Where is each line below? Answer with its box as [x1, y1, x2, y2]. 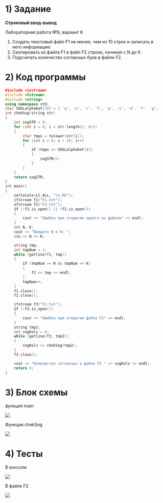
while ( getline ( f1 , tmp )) [14, 252, 67, 257]
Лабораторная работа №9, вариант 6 [5, 29, 83, 35]
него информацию [12, 44, 51, 50]
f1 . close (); [14, 288, 38, 293]
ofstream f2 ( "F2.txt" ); [14, 202, 63, 207]
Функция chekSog [5, 421, 43, 428]
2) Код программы [5, 72, 86, 83]
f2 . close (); [14, 293, 38, 298]
